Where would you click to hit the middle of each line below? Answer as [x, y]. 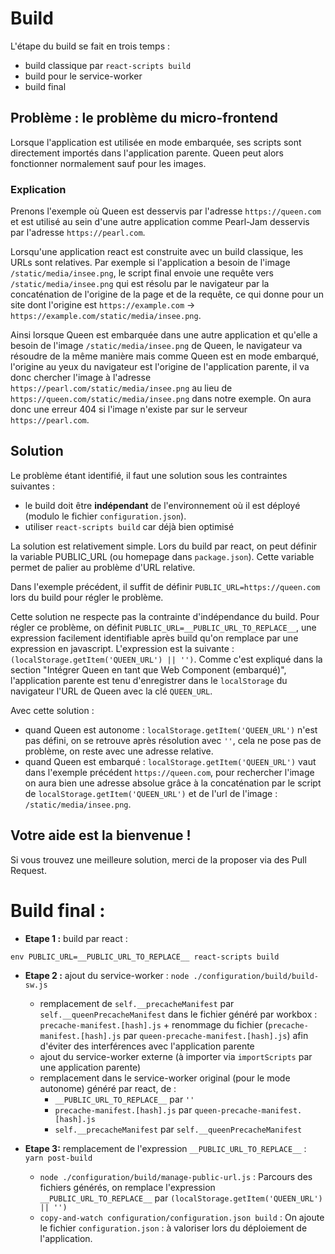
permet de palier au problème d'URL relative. [103, 567]
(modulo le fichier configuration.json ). [105, 516]
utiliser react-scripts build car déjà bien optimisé [129, 526]
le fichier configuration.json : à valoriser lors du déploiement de [173, 1228]
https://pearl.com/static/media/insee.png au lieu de [121, 388]
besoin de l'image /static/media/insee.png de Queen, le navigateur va [156, 346]
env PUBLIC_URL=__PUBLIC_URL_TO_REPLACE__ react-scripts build [145, 957]
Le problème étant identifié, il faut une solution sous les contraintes [149, 475]
